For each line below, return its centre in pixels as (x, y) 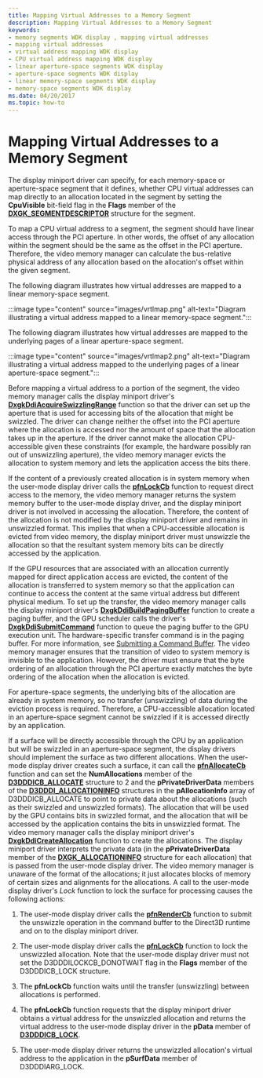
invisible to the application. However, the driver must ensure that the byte (126, 661)
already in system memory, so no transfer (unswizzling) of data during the (128, 701)
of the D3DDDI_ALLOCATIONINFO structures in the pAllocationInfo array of (131, 791)
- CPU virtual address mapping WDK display (80, 60)
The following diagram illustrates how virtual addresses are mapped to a (125, 286)
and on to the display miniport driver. (79, 931)
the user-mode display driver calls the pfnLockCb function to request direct (131, 486)
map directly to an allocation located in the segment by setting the (115, 197)
